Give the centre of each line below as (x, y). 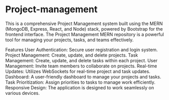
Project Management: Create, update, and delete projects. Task (72, 55)
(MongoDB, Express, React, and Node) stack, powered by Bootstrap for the (84, 29)
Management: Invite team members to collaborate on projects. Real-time (81, 66)
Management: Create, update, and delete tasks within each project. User (81, 60)
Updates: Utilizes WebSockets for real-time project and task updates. (78, 71)
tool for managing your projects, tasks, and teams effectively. (69, 40)
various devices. (22, 93)
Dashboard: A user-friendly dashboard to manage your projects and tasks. (83, 77)
